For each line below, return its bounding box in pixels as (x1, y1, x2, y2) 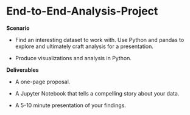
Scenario (6, 24, 30, 32)
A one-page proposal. (15, 78, 71, 85)
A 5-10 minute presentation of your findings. (15, 102, 127, 109)
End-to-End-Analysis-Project (6, 4, 158, 18)
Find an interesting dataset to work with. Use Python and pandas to (15, 36, 185, 43)
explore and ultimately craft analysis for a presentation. (15, 43, 153, 50)
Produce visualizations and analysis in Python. (15, 54, 132, 61)
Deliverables (6, 66, 39, 74)
